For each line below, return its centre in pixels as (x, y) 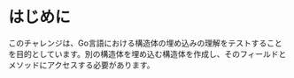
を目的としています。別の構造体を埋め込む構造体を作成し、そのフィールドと (147, 53)
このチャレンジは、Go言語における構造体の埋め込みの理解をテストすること (145, 43)
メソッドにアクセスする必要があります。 (81, 65)
